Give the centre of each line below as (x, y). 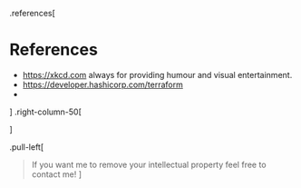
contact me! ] (56, 174)
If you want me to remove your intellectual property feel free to (149, 164)
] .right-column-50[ (45, 112)
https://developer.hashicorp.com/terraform (103, 84)
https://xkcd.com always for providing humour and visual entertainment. (157, 74)
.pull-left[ (27, 147)
